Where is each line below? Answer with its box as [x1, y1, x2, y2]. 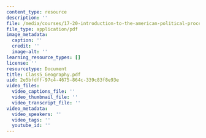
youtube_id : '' [12, 123, 51, 129]
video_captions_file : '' [12, 89, 75, 95]
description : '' [6, 15, 48, 21]
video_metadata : [6, 105, 48, 112]
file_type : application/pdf [6, 26, 78, 32]
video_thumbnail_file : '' [12, 94, 78, 100]
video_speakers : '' [12, 111, 62, 117]
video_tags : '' [12, 117, 51, 123]
